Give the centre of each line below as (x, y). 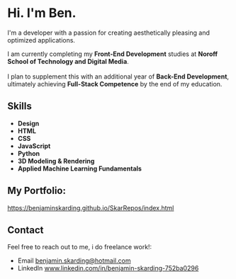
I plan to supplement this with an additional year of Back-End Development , (118, 76)
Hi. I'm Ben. (42, 13)
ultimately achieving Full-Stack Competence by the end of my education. (115, 84)
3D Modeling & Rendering (56, 161)
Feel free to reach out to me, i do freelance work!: (80, 247)
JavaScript (34, 146)
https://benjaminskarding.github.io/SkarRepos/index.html (91, 207)
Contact (26, 230)
